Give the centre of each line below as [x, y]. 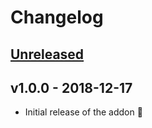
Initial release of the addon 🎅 [83, 112]
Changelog [57, 17]
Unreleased [47, 54]
